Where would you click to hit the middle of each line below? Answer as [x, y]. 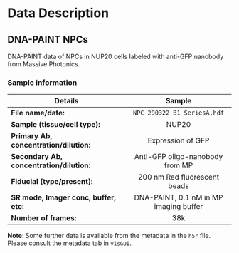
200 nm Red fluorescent [178, 177]
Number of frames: [44, 218]
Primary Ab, [32, 136]
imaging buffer [179, 207]
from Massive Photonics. [44, 64]
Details [67, 101]
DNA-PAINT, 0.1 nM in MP [179, 197]
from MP [179, 165]
